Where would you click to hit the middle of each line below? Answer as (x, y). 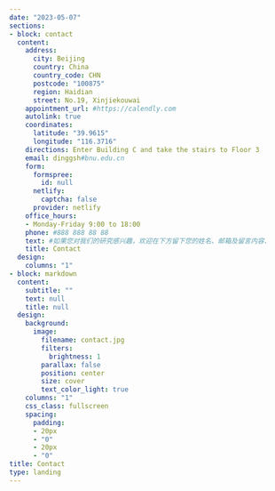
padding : (49, 423)
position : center (73, 373)
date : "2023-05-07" (45, 17)
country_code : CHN (67, 76)
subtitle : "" (49, 290)
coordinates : (49, 125)
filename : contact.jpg (83, 340)
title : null (47, 307)
